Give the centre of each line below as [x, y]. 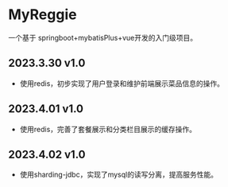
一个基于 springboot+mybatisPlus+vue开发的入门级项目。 [102, 37]
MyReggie [43, 15]
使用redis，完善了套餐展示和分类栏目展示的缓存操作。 [108, 129]
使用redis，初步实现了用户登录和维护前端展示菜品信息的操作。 [122, 83]
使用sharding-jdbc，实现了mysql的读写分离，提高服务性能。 [119, 175]
